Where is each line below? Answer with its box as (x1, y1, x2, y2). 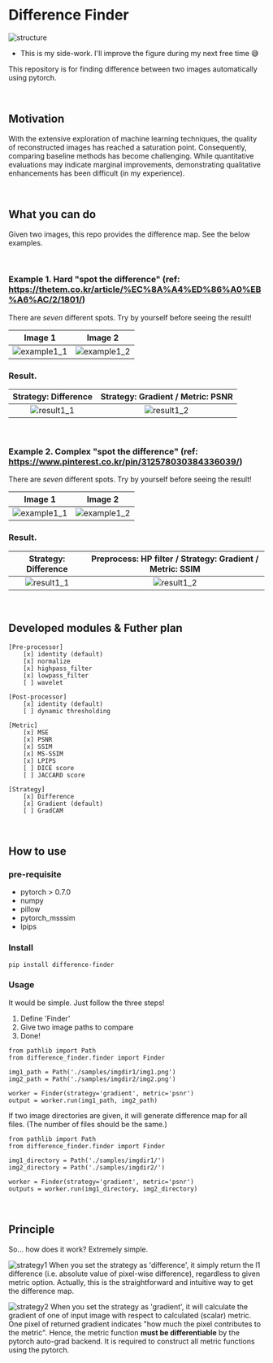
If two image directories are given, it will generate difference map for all (8, 1110, 248, 1120)
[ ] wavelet (23, 678, 63, 686)
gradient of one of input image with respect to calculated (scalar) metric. (8, 1310, 252, 1320)
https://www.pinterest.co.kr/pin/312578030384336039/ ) (8, 456, 243, 468)
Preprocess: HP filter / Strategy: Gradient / (91, 553, 259, 564)
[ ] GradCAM (23, 807, 63, 815)
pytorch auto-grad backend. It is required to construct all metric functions (8, 1336, 255, 1346)
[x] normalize (23, 657, 71, 665)
